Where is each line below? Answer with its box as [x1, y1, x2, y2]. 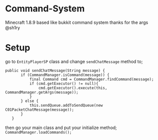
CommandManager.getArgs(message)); [5, 90, 79, 95]
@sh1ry [5, 24, 20, 30]
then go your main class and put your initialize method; [5, 125, 117, 131]
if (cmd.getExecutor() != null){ [29, 81, 99, 86]
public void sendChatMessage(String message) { [5, 68, 105, 73]
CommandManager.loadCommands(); [5, 130, 72, 135]
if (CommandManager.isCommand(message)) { [20, 72, 110, 77]
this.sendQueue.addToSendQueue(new [29, 103, 103, 108]
